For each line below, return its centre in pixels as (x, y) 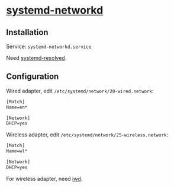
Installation (27, 32)
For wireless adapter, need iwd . (44, 179)
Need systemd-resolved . (36, 58)
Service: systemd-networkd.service (49, 46)
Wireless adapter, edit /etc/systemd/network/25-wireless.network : (87, 135)
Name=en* (17, 107)
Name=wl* (17, 151)
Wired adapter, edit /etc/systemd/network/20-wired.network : (80, 91)
